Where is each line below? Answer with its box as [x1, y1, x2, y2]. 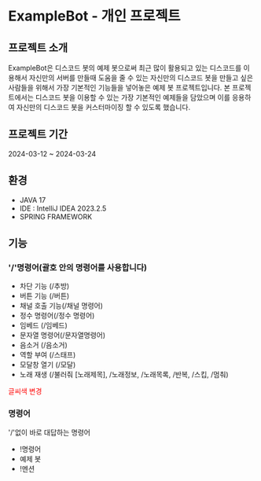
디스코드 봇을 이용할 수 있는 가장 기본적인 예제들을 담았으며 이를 [35, 93, 230, 102]
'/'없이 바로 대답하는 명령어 [8, 428, 90, 437]
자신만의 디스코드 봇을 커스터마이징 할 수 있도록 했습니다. [16, 103, 191, 112]
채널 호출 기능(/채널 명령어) [19, 301, 104, 310]
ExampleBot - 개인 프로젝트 [8, 7, 181, 25]
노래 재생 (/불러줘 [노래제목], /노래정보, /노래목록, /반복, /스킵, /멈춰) [19, 370, 230, 380]
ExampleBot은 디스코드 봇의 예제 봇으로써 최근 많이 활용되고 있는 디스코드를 [8, 64, 242, 72]
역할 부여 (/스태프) [19, 351, 76, 360]
